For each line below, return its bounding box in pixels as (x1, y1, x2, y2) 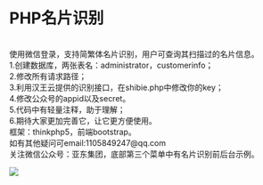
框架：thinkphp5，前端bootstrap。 (9, 126, 136, 137)
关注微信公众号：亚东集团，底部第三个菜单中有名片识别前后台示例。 (9, 149, 259, 159)
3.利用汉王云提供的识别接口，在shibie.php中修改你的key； (9, 82, 225, 92)
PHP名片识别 (9, 8, 104, 28)
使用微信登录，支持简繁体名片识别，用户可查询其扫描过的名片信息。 (9, 48, 259, 59)
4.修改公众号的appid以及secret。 (9, 92, 131, 103)
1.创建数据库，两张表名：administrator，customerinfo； (9, 60, 214, 70)
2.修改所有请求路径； (9, 70, 87, 81)
